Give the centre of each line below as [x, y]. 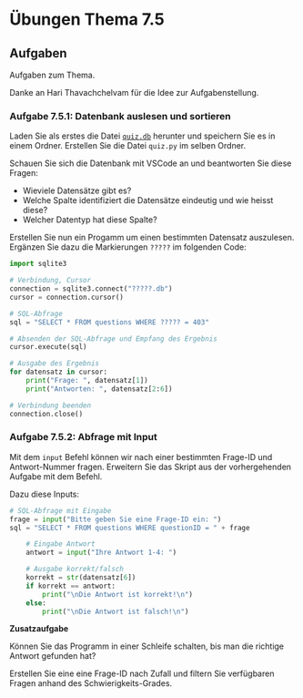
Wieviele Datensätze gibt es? [77, 190]
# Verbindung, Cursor [50, 281]
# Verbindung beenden [50, 405]
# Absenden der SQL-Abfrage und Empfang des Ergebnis [114, 339]
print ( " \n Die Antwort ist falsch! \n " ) [116, 611]
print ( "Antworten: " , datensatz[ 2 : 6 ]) [99, 389]
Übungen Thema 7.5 [87, 20]
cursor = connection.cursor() [67, 297]
